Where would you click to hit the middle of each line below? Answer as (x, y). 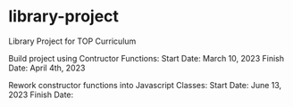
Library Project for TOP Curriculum (72, 41)
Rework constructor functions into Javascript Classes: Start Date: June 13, (145, 85)
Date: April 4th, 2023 (47, 68)
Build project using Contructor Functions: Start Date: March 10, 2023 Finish (146, 58)
